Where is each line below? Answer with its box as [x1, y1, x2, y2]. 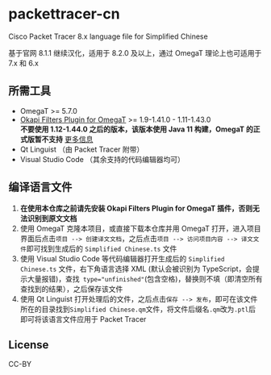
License [8, 338, 49, 352]
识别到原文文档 [27, 213, 77, 223]
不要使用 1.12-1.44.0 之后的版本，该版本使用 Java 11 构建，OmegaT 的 [19, 124, 254, 134]
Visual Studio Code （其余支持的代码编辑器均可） [19, 154, 186, 164]
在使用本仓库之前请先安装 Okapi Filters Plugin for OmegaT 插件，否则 [19, 203, 252, 213]
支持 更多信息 [48, 134, 94, 144]
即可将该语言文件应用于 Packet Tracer [19, 314, 147, 323]
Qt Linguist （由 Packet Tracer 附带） [19, 144, 144, 154]
